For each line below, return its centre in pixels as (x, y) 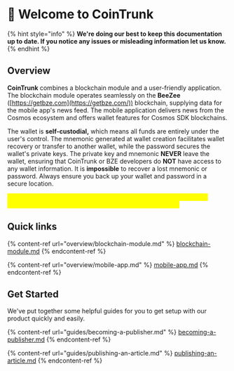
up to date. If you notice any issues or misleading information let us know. (117, 41)
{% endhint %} (29, 48)
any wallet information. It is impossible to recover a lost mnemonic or (108, 169)
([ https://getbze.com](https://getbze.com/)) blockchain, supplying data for (115, 103)
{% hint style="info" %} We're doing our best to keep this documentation (115, 34)
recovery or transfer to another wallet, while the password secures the (109, 146)
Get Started (33, 294)
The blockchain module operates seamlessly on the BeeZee (94, 95)
